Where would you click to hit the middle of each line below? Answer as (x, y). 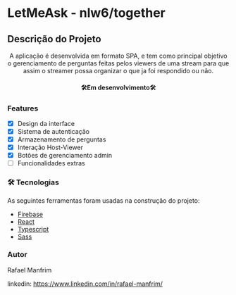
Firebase (30, 214)
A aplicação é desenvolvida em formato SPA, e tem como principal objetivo (118, 56)
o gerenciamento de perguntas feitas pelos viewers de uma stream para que (118, 63)
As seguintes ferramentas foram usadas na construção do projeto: (104, 200)
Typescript (33, 229)
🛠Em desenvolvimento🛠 (118, 87)
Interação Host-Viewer (50, 147)
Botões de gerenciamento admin (65, 156)
